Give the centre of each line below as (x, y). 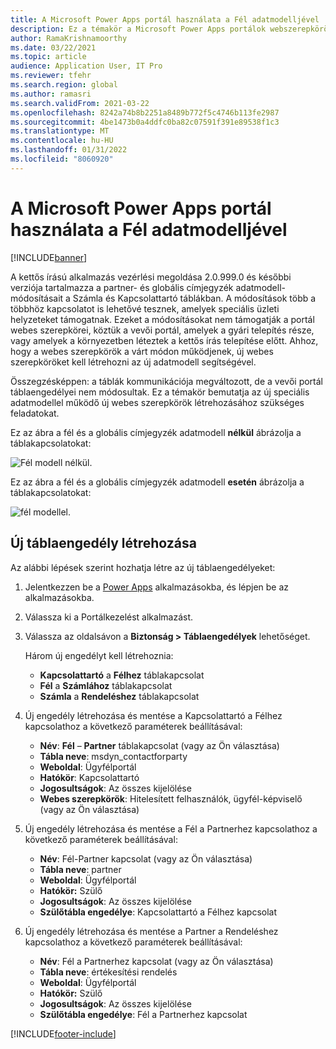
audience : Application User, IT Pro (86, 66)
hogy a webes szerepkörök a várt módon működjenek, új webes (142, 351)
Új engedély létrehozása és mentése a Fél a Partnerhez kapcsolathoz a (171, 828)
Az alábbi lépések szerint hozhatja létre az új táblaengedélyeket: (143, 567)
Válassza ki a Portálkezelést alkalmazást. (109, 617)
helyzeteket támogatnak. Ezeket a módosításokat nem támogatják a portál (162, 319)
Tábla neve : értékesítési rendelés (108, 972)
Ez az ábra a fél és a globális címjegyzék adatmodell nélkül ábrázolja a (156, 432)
